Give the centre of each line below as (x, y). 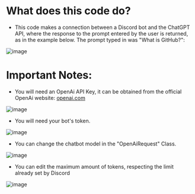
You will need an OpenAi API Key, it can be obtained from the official (98, 91)
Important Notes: (49, 75)
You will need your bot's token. (52, 121)
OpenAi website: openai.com (50, 98)
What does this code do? (69, 11)
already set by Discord (42, 173)
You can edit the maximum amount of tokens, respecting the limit (94, 166)
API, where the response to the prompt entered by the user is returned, (101, 33)
